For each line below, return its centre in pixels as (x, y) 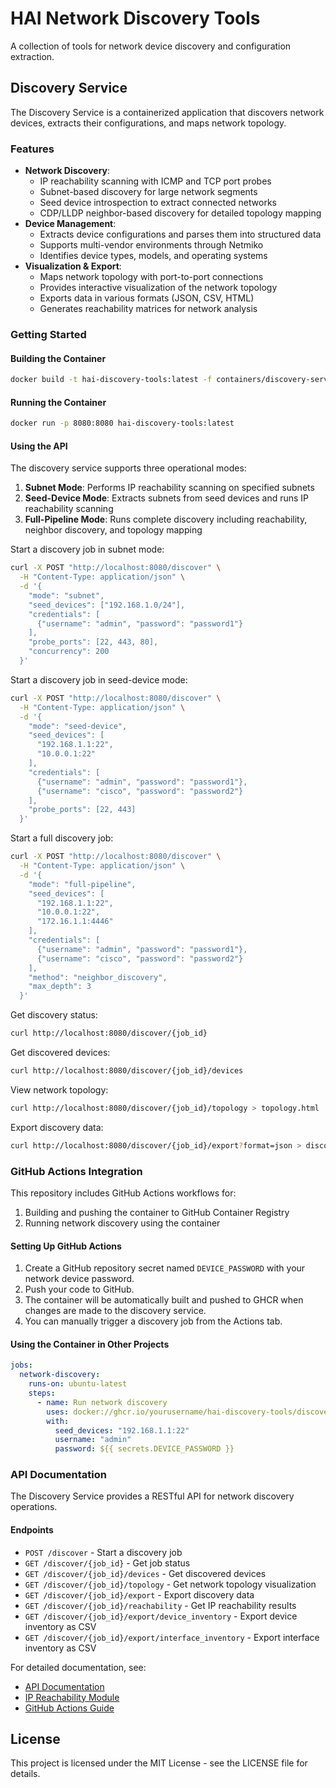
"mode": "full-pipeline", (82, 884)
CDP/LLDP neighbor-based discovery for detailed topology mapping (180, 213)
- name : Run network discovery (102, 1402)
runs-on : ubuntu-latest (78, 1384)
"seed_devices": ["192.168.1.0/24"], (107, 605)
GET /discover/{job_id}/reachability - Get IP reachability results (160, 1605)
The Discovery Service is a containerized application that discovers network (167, 112)
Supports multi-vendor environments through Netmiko (151, 245)
